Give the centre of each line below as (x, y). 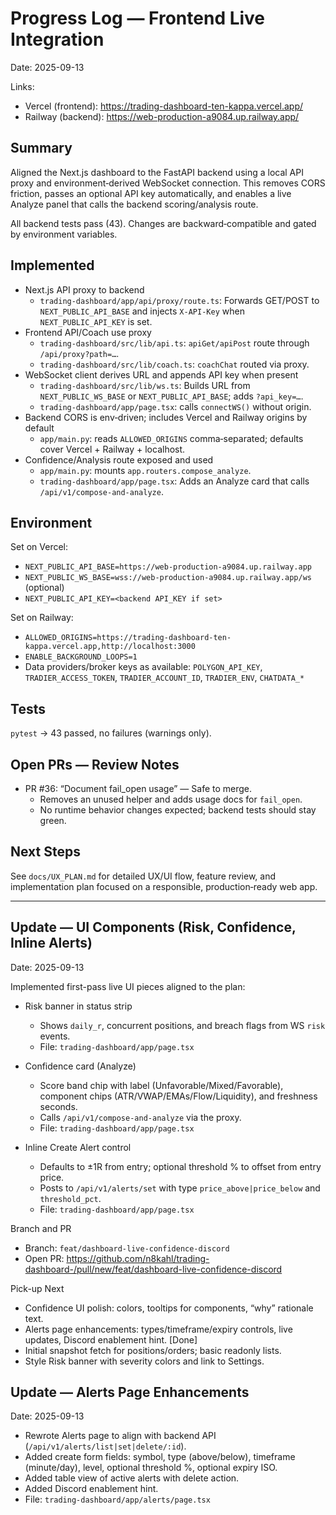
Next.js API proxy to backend (84, 289)
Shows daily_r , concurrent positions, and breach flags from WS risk (182, 1025)
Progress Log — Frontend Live (138, 18)
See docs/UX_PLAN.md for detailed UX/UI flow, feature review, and (143, 876)
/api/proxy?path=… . (79, 353)
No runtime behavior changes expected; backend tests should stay (178, 810)
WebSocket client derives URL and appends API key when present (161, 374)
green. (53, 820)
